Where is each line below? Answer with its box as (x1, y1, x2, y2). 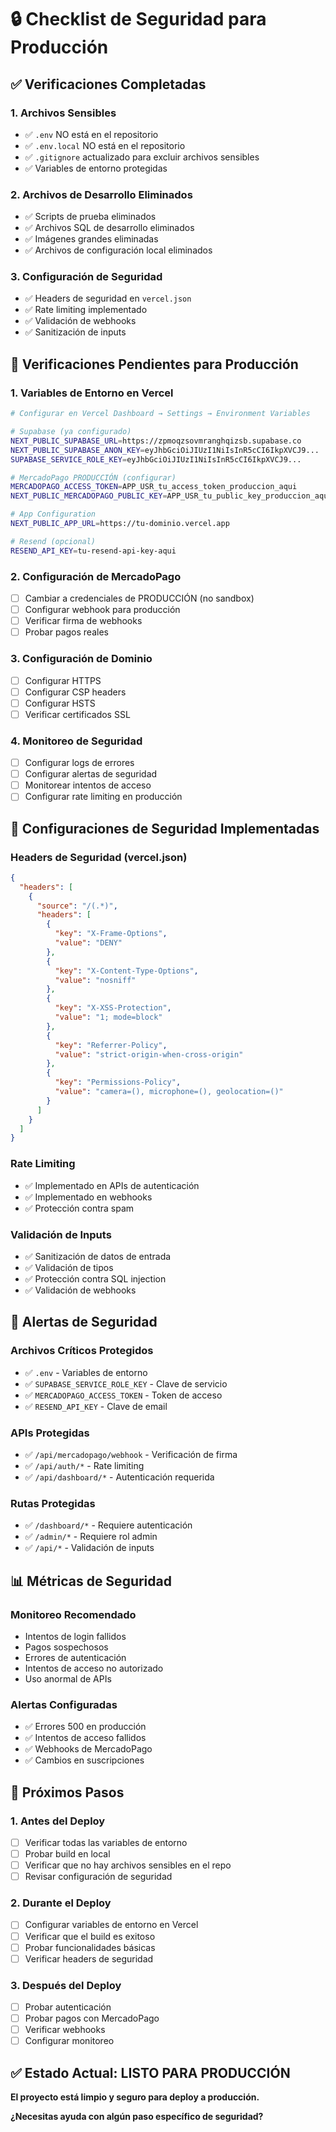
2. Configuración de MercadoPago (10, 569, 182, 583)
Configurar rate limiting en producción (24, 791, 183, 803)
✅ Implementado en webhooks (24, 1191, 153, 1203)
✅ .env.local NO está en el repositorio (24, 139, 186, 151)
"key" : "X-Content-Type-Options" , (54, 966, 199, 976)
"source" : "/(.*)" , (36, 901, 118, 911)
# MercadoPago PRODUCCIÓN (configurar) (10, 472, 177, 483)
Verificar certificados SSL (24, 708, 131, 720)
